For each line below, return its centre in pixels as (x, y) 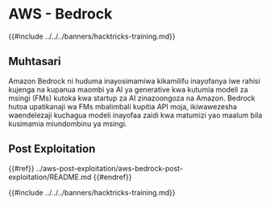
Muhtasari (35, 61)
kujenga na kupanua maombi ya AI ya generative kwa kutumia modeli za (128, 89)
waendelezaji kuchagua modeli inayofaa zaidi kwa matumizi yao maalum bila (135, 115)
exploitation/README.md (50, 177)
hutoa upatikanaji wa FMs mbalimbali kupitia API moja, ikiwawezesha (123, 106)
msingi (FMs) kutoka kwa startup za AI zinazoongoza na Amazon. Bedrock (132, 98)
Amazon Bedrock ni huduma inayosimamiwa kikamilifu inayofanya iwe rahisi (134, 80)
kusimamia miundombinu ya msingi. (68, 123)
